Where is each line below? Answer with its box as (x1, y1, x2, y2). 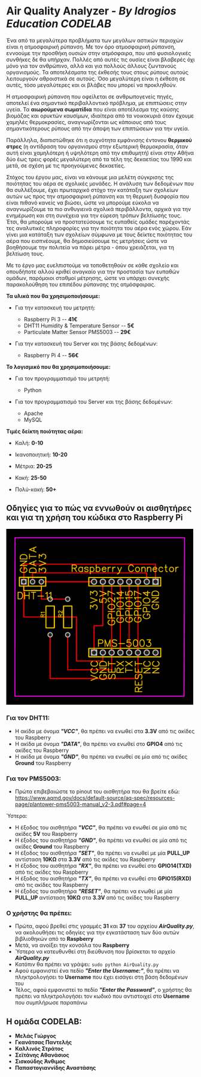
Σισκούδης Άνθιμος (14, 1058, 66, 1065)
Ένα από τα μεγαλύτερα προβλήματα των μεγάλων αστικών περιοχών (6, 37, 184, 44)
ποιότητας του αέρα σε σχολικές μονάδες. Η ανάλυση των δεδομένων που (6, 180, 194, 187)
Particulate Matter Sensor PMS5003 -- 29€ (23, 328, 131, 335)
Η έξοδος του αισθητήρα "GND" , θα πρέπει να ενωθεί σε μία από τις (14, 837, 187, 844)
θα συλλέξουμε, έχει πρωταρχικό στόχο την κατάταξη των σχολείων (6, 186, 179, 193)
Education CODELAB (6, 17, 112, 31)
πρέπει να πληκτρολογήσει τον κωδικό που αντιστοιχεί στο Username (14, 992, 190, 1000)
